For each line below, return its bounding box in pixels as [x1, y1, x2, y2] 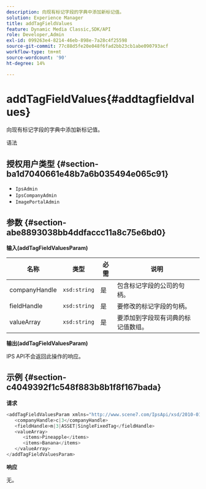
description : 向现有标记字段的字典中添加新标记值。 [6, 9, 124, 15]
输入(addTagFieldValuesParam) [6, 245, 88, 252]
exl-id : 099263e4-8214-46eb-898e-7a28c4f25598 [6, 37, 128, 44]
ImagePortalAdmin [15, 199, 60, 205]
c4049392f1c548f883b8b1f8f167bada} [6, 382, 161, 393]
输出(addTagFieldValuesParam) [6, 339, 88, 347]
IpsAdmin [15, 186, 38, 192]
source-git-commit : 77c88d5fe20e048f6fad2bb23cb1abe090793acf [6, 44, 169, 50]
